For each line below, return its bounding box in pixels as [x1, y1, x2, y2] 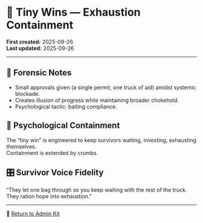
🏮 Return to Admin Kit [6, 210, 60, 218]
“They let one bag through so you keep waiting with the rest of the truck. [6, 186, 187, 193]
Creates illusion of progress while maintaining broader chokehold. [14, 96, 179, 104]
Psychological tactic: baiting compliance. [14, 102, 117, 110]
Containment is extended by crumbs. [6, 149, 98, 156]
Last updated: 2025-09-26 [6, 45, 74, 52]
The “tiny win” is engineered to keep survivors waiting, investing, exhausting [6, 136, 196, 143]
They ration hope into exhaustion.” [6, 193, 92, 200]
